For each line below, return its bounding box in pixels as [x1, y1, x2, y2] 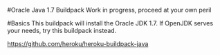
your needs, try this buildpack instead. [7, 27, 117, 34]
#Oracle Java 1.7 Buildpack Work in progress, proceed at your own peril [7, 6, 212, 14]
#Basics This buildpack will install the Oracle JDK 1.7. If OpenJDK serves [7, 19, 213, 27]
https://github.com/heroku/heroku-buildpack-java [7, 40, 149, 47]
